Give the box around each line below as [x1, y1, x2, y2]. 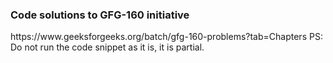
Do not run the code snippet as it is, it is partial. [10, 41, 205, 53]
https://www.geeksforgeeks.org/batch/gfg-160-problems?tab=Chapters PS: [10, 31, 323, 43]
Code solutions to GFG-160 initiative [10, 8, 190, 22]
